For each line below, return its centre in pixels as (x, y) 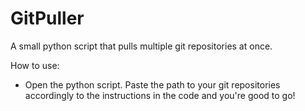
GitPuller (47, 18)
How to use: (35, 65)
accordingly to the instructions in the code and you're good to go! (160, 95)
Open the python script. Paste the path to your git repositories (152, 84)
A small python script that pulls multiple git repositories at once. (141, 46)
